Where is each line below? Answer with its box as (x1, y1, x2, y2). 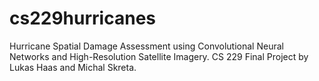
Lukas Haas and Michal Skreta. (9, 61, 137, 73)
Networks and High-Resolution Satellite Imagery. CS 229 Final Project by (9, 50, 309, 62)
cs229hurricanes (9, 7, 156, 30)
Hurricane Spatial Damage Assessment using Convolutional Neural (9, 40, 284, 52)
